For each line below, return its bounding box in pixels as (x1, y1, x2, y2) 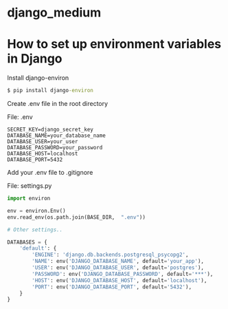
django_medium (7, 5, 102, 21)
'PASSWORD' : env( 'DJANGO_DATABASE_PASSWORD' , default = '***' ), (32, 270, 214, 277)
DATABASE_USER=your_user (7, 138, 78, 145)
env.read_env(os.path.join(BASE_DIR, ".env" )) (7, 213, 146, 221)
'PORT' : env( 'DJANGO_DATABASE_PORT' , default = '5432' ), (32, 284, 192, 290)
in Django (7, 51, 63, 67)
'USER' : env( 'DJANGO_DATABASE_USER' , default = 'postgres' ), (32, 264, 205, 271)
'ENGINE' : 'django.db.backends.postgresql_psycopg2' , (32, 251, 189, 259)
